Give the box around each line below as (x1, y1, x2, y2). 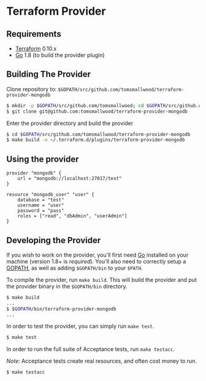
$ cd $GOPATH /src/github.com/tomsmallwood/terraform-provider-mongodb (6, 131, 191, 137)
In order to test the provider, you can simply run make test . (6, 323, 154, 330)
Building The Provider (6, 69, 91, 80)
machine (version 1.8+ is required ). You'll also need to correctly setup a (6, 257, 186, 265)
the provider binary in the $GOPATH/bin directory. (6, 282, 128, 290)
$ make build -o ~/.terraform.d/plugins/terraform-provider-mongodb (6, 137, 185, 143)
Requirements (6, 29, 61, 39)
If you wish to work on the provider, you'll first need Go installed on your (6, 251, 189, 258)
